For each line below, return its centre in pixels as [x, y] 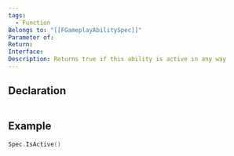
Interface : [26, 52]
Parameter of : [31, 37]
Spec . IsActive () [35, 144]
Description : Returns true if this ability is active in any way [117, 60]
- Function [33, 23]
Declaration [37, 91]
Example [30, 126]
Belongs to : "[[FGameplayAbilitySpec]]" [75, 30]
